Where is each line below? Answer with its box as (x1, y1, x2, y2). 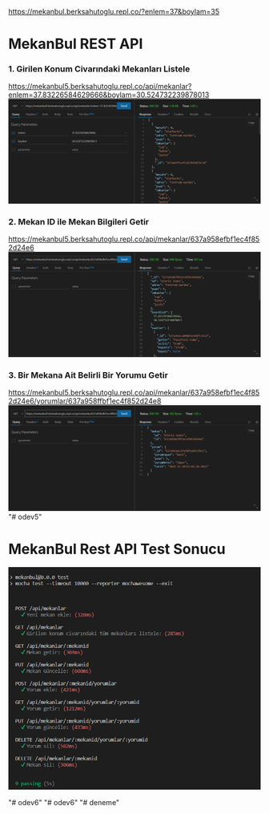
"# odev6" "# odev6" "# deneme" (8, 798, 120, 808)
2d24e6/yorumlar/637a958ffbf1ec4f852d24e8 (8, 396, 162, 406)
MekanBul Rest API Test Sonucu (8, 540, 226, 558)
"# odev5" (8, 512, 42, 521)
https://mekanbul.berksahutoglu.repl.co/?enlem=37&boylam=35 (8, 7, 220, 16)
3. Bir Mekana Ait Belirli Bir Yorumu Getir (8, 369, 168, 380)
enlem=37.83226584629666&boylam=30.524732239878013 (8, 90, 210, 99)
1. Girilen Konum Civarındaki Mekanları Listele (8, 63, 191, 75)
